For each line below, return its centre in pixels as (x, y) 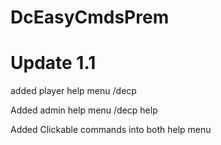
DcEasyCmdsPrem (90, 17)
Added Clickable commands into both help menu (111, 130)
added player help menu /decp (73, 91)
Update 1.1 (53, 63)
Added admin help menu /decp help (84, 110)
